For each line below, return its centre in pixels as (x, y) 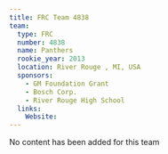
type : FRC (35, 34)
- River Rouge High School (75, 100)
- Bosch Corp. (51, 92)
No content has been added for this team (84, 142)
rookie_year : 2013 (52, 59)
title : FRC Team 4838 (49, 17)
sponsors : (35, 76)
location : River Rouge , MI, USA (79, 68)
